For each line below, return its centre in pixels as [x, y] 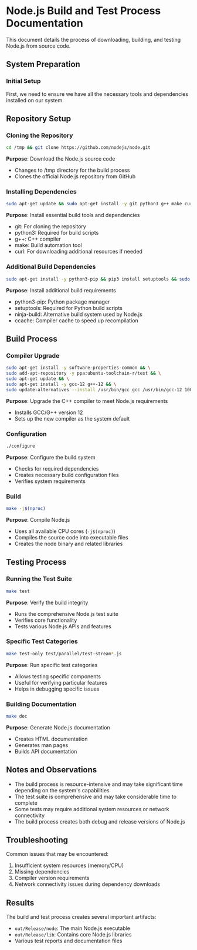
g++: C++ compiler [38, 239]
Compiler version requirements [52, 878]
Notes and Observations [52, 770]
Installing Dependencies [42, 192]
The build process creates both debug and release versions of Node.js [100, 821]
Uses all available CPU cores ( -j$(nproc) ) [65, 531]
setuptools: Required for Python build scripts [69, 308]
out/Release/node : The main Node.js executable [72, 928]
